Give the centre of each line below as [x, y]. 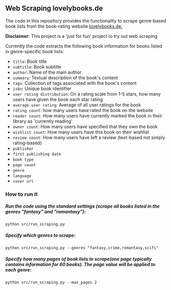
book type [23, 160]
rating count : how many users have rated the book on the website [83, 110]
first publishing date [37, 154]
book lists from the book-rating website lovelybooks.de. [64, 26]
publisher [23, 149]
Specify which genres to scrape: [40, 235]
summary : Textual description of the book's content [65, 77]
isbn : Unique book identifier [42, 88]
